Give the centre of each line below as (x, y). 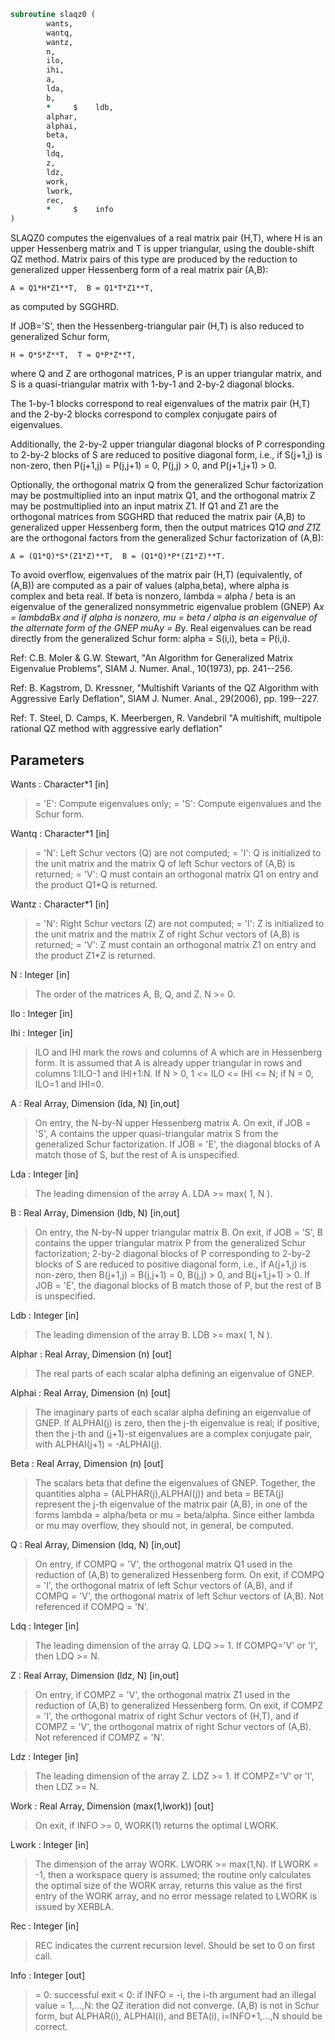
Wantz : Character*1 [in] (60, 904)
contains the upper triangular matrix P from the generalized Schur (170, 1242)
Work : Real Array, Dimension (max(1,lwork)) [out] (112, 1806)
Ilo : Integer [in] (41, 1013)
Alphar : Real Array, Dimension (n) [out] (91, 1354)
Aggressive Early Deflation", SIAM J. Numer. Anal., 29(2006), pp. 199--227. (165, 699)
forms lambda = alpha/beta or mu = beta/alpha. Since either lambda (174, 1514)
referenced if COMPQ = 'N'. (91, 1606)
